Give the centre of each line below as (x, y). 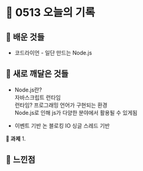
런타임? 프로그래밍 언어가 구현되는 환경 (61, 105)
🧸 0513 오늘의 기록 (50, 13)
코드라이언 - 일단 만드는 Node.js (53, 53)
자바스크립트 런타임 (38, 97)
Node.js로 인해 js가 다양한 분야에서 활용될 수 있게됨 (76, 112)
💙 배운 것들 (25, 37)
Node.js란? (28, 90)
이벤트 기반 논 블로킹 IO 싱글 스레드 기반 (62, 125)
